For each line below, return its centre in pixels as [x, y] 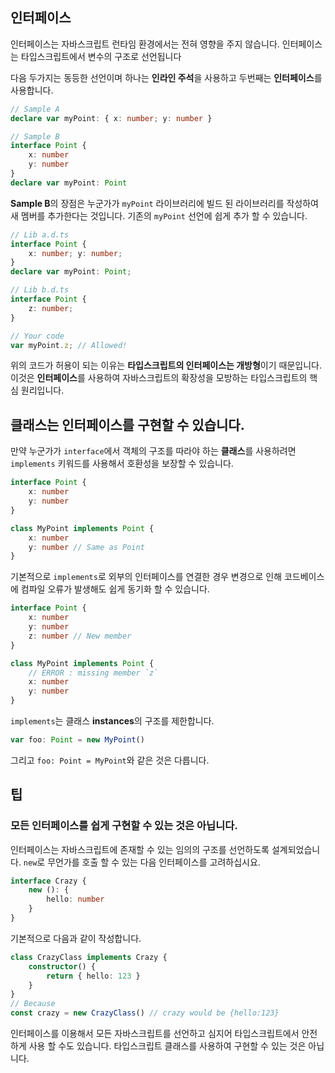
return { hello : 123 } [93, 976]
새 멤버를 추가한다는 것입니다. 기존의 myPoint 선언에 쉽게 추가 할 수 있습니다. [159, 215]
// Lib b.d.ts [40, 290]
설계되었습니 [296, 849]
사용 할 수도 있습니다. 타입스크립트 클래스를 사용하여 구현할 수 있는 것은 [167, 1046]
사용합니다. [32, 90]
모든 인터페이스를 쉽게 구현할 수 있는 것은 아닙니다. [124, 826]
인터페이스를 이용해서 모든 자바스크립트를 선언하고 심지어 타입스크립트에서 [155, 1034]
